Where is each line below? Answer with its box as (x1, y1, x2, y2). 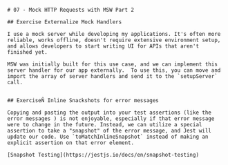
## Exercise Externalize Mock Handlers (7, 19, 122, 26)
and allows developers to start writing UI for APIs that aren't (7, 43, 199, 50)
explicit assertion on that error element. (7, 139, 135, 146)
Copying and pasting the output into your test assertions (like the (7, 109, 212, 116)
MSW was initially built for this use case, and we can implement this (7, 61, 218, 68)
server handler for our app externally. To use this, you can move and (7, 67, 221, 74)
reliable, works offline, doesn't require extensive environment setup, (7, 37, 221, 43)
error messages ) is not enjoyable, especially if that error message (7, 115, 215, 122)
